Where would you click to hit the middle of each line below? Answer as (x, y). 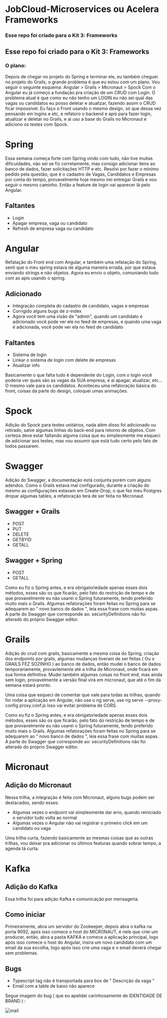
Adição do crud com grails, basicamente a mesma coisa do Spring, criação (82, 653)
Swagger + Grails (32, 511)
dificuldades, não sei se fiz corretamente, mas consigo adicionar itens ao (80, 164)
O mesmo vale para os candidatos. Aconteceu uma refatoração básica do (81, 386)
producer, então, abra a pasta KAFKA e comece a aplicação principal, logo (82, 937)
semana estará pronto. (28, 685)
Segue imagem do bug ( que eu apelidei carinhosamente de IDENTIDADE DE (84, 996)
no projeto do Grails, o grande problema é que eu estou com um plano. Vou (83, 82)
